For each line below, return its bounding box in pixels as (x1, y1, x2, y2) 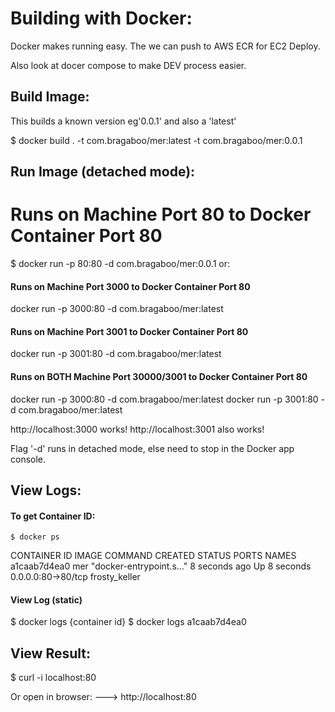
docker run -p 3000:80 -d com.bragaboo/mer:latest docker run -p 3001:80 (10, 393, 319, 405)
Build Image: (10, 88, 90, 106)
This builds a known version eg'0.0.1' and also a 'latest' (10, 115, 237, 127)
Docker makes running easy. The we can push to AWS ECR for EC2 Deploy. (10, 40, 321, 52)
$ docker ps (10, 532, 60, 542)
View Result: (10, 645, 91, 662)
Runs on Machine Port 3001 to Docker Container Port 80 (10, 325, 249, 337)
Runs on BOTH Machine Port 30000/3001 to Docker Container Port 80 (10, 371, 308, 383)
